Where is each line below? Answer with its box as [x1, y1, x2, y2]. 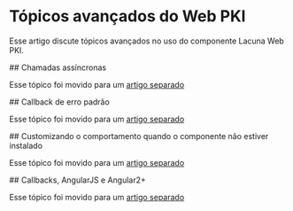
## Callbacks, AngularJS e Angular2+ [9, 175, 146, 185]
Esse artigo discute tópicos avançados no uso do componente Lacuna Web [9, 35, 285, 46]
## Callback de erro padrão [9, 96, 111, 107]
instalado [9, 140, 42, 151]
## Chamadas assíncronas [9, 62, 107, 73]
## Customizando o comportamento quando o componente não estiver [9, 130, 269, 141]
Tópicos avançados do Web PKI [9, 6, 246, 27]
